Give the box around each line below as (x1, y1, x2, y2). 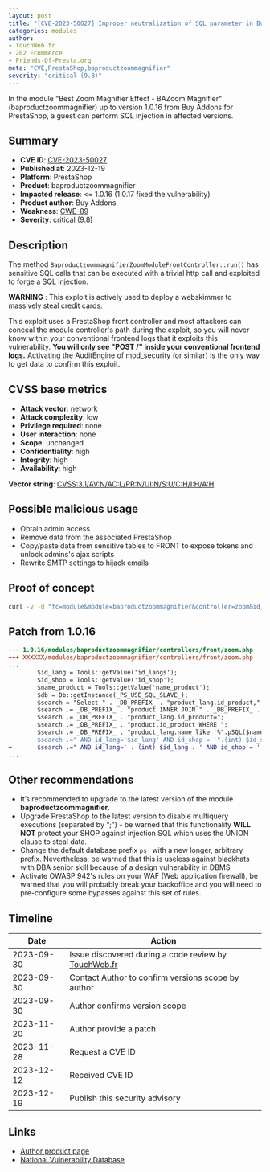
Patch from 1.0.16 (8, 625, 96, 638)
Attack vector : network (19, 404, 98, 414)
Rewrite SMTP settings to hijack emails (19, 558, 149, 568)
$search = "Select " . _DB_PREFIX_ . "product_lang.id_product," (37, 699, 261, 707)
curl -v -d (8, 602, 45, 611)
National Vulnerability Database (19, 1154, 125, 1164)
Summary (8, 134, 59, 148)
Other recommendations (8, 772, 134, 786)
